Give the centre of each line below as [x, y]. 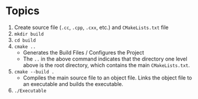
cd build [25, 40]
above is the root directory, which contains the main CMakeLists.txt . [106, 65]
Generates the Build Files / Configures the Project [84, 52]
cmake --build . [34, 72]
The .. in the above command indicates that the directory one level [105, 59]
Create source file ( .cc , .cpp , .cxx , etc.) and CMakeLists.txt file [91, 27]
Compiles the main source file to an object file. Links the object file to [107, 78]
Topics [23, 11]
